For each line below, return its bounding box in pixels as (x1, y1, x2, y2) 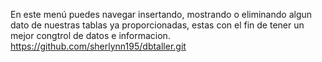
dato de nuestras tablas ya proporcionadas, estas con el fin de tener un (10, 19, 305, 31)
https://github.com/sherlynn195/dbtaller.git (10, 40, 187, 52)
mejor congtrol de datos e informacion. (10, 30, 171, 41)
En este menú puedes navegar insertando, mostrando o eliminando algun (10, 9, 313, 20)
